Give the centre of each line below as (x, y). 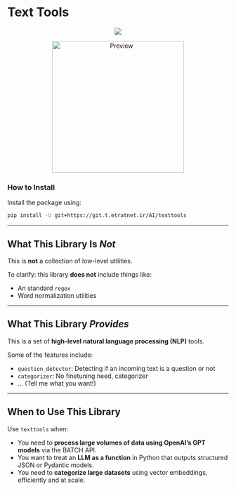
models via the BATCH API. (57, 450)
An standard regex (44, 288)
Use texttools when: (38, 428)
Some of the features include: (50, 355)
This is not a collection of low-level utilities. (70, 261)
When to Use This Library (64, 412)
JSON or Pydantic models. (55, 465)
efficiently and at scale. (51, 480)
